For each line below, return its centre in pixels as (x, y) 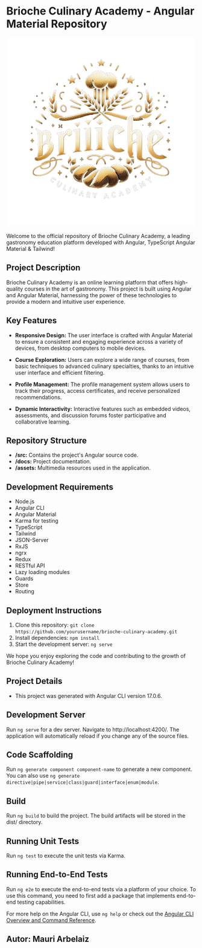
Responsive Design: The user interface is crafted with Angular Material (104, 335)
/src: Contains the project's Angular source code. (77, 455)
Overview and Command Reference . (51, 920)
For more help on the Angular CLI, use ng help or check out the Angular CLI (100, 914)
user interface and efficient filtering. (60, 372)
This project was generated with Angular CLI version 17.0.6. (89, 695)
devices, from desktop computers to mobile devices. (80, 348)
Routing (25, 592)
